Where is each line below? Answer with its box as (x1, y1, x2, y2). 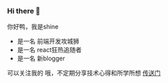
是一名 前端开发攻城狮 (16, 37, 80, 45)
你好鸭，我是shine (7, 23, 59, 31)
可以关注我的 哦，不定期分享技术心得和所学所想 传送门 (7, 69, 161, 78)
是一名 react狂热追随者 (16, 46, 82, 54)
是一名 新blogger (16, 54, 65, 62)
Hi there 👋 (7, 6, 41, 16)
